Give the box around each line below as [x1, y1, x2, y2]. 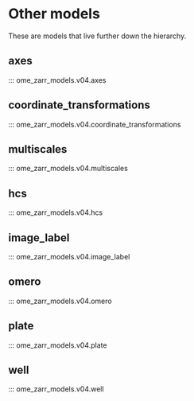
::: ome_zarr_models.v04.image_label [8, 252, 130, 261]
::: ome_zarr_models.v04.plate [8, 340, 107, 350]
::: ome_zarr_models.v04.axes [8, 75, 107, 84]
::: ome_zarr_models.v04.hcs [8, 208, 103, 217]
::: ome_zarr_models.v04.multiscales [8, 164, 129, 173]
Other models [8, 5, 101, 23]
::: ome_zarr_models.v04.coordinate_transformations [8, 119, 181, 129]
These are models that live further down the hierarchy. [8, 31, 187, 41]
